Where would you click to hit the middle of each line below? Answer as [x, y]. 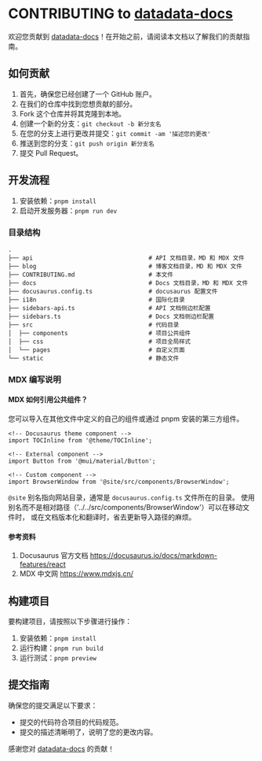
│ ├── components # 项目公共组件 [100, 333]
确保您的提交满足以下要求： [53, 705]
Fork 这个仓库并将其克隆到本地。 [73, 113]
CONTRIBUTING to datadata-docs [121, 14]
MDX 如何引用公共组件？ [48, 400]
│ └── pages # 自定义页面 [97, 350]
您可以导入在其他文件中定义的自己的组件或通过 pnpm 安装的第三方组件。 [126, 419]
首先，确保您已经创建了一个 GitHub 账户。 [88, 94]
